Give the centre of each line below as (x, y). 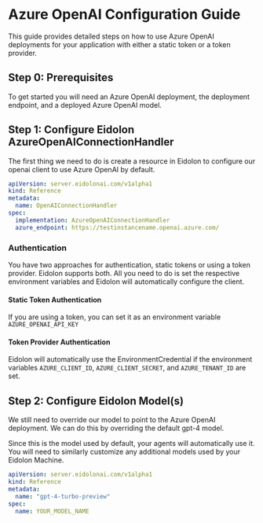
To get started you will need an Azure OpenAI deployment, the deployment (129, 97)
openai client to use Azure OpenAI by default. (82, 169)
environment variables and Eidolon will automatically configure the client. (126, 282)
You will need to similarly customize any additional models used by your (124, 452)
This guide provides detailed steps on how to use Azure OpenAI (111, 36)
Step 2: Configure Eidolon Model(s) (96, 401)
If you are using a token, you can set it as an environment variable (115, 317)
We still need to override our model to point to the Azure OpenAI (112, 420)
